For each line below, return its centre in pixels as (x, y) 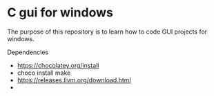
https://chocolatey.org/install (58, 65)
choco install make (44, 73)
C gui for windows (60, 13)
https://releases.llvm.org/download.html (74, 80)
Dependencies (28, 52)
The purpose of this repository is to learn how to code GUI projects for (107, 32)
